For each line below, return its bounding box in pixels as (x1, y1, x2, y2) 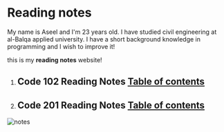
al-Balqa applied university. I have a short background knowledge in (7, 35, 200, 43)
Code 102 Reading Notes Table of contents (17, 76, 205, 88)
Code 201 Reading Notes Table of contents (17, 99, 205, 111)
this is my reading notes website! (7, 55, 102, 64)
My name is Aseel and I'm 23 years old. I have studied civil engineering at (7, 28, 217, 36)
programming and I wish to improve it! (7, 42, 115, 50)
